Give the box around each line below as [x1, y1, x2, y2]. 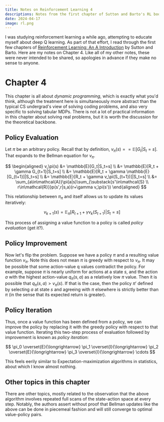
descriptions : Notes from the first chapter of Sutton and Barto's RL [5, 12, 152, 17]
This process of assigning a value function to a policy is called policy [5, 220, 143, 226]
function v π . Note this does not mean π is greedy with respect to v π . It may [5, 257, 155, 264]
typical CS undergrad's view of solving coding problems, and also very [5, 103, 148, 110]
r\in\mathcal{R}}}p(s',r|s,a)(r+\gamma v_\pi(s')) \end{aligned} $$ [17, 184, 147, 190]
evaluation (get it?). [5, 225, 44, 231]
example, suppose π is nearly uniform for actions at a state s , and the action [5, 269, 158, 275]
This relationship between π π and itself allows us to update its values [5, 193, 143, 201]
